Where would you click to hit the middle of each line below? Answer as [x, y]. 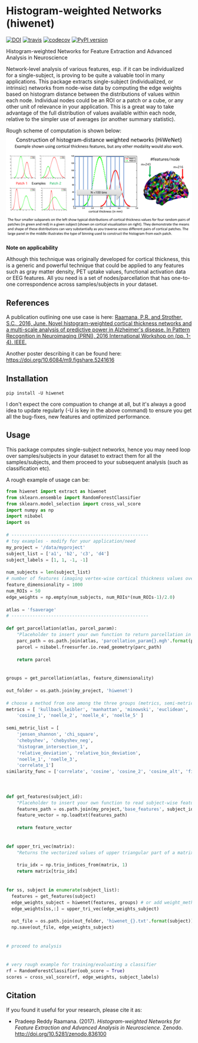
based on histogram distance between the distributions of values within [93, 94]
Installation [27, 378]
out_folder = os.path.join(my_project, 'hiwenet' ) [70, 690]
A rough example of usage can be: [48, 480]
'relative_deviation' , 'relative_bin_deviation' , [79, 753]
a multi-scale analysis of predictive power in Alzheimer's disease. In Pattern [98, 330]
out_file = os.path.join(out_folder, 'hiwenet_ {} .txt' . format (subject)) [103, 921]
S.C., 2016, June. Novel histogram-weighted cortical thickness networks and [99, 324]
